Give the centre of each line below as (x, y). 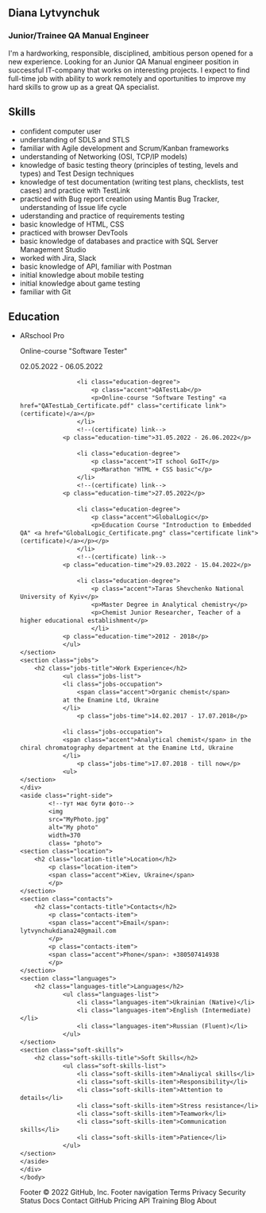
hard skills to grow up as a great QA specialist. (84, 87)
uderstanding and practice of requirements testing (102, 216)
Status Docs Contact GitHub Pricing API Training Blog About (118, 1201)
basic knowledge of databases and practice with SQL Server (119, 241)
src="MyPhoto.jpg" (79, 820)
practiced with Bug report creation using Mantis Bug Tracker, (120, 199)
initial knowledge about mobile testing (82, 274)
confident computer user (60, 131)
